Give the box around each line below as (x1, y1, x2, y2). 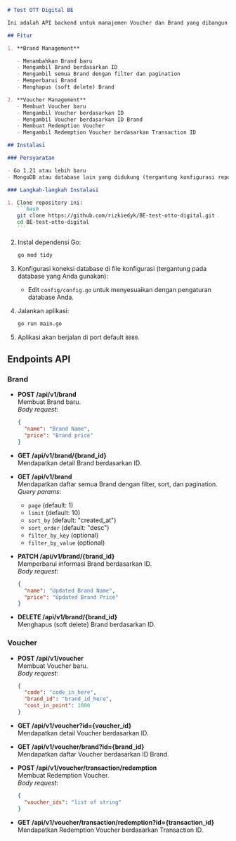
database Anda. (27, 293, 74, 301)
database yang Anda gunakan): (17, 272, 109, 280)
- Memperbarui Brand (16, 77, 77, 84)
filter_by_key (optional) (27, 531, 99, 539)
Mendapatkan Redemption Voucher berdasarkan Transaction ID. (17, 826, 204, 834)
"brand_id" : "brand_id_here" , (24, 695, 112, 703)
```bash (16, 205, 39, 213)
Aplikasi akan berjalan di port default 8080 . (17, 333, 140, 341)
